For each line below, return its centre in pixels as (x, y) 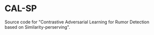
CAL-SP (21, 9)
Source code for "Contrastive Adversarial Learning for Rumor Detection (77, 22)
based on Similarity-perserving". (37, 27)
